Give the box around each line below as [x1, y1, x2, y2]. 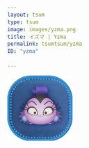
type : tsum [7, 18, 39, 26]
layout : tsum [7, 11, 45, 18]
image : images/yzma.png [7, 26, 76, 33]
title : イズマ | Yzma [7, 33, 67, 40]
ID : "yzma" [7, 48, 39, 55]
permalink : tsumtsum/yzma [7, 40, 82, 48]
